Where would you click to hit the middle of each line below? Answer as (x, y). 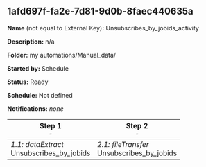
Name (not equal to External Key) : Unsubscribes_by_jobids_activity (103, 28)
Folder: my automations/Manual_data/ (62, 55)
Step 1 (50, 125)
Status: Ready (28, 82)
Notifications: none (35, 108)
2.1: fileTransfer (123, 144)
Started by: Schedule (38, 68)
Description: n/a (31, 42)
